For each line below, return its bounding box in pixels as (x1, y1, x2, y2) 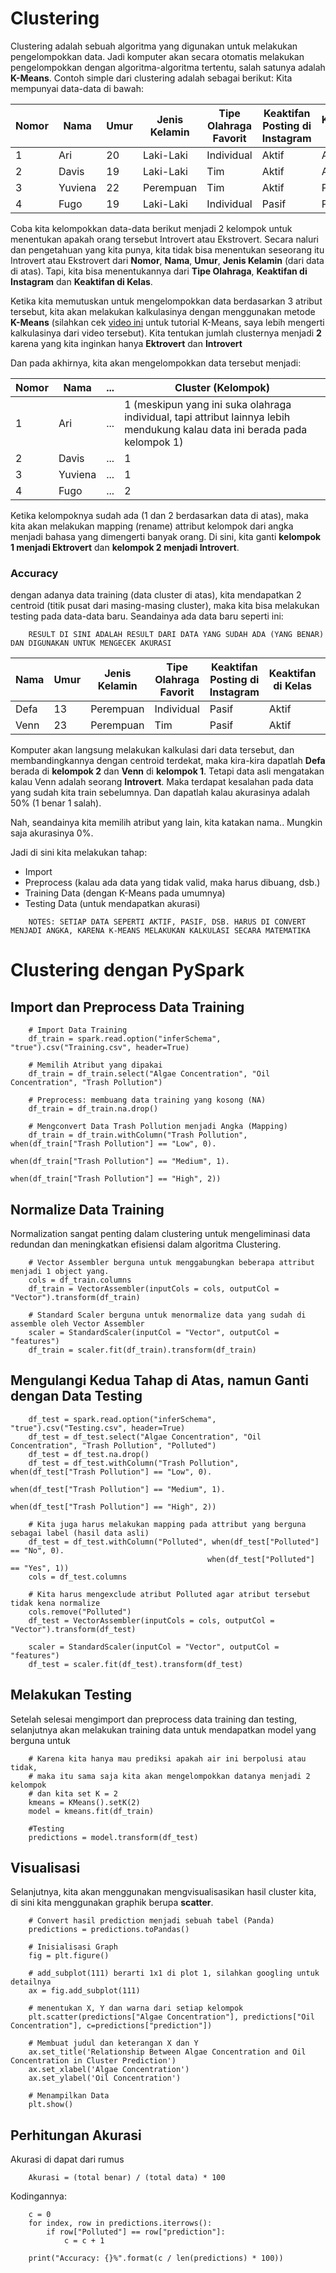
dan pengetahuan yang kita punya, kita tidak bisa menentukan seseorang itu (10, 243, 325, 256)
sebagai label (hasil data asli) (10, 1528, 150, 1538)
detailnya (10, 1977, 52, 1987)
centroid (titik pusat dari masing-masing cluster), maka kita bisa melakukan (10, 600, 320, 612)
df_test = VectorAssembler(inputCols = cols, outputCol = (28, 1615, 275, 1626)
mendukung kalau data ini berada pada (124, 422, 308, 436)
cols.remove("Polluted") (28, 1607, 132, 1617)
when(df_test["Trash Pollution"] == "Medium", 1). (10, 1484, 226, 1494)
